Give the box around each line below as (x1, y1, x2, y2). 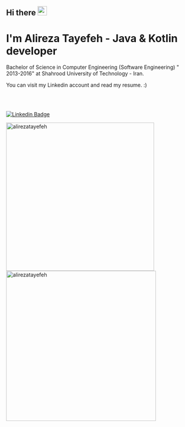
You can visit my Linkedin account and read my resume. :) (6, 81, 147, 89)
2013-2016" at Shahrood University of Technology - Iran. (6, 70, 144, 77)
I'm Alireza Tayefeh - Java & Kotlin (6, 31, 178, 45)
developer (6, 44, 57, 58)
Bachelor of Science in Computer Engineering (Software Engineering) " (6, 63, 179, 71)
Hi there (6, 8, 37, 18)
